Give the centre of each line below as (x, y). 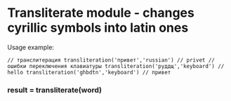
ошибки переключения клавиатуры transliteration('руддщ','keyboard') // (116, 66)
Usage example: (31, 47)
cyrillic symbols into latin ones (98, 28)
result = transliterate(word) (55, 90)
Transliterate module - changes (101, 13)
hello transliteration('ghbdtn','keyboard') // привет (89, 72)
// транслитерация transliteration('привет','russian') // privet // (111, 60)
